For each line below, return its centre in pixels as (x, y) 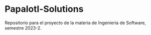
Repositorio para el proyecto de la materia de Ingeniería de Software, (75, 23)
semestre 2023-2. (23, 28)
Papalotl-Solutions (44, 9)
